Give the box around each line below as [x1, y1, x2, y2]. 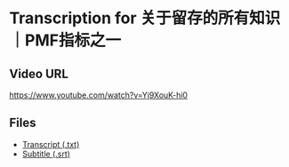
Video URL [9, 66, 69, 81]
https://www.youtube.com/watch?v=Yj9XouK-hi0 [9, 90, 189, 100]
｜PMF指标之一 [9, 30, 122, 51]
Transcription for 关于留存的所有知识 [9, 8, 281, 28]
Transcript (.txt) [21, 139, 80, 149]
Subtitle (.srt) [21, 148, 71, 159]
